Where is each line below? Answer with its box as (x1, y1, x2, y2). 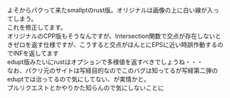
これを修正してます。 (7, 23, 67, 31)
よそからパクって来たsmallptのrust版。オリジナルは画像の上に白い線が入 (7, 6, 213, 14)
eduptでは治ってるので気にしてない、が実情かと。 (7, 75, 150, 83)
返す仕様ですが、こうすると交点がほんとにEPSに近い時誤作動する (30, 41, 218, 48)
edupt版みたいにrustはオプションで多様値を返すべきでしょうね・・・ (7, 58, 203, 66)
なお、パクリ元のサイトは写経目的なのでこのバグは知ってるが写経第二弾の (7, 66, 218, 75)
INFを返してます (12, 49, 59, 57)
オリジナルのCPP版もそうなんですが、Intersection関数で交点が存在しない (7, 32, 216, 40)
